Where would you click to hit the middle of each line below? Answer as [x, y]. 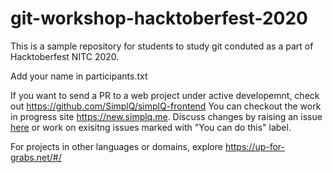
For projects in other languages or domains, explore [116, 146]
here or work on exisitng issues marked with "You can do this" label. [151, 127]
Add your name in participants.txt [79, 76]
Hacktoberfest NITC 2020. [65, 56]
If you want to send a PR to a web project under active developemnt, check [165, 95]
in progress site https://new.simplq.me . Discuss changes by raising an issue [166, 116]
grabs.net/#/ [36, 157]
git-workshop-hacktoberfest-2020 [159, 18]
